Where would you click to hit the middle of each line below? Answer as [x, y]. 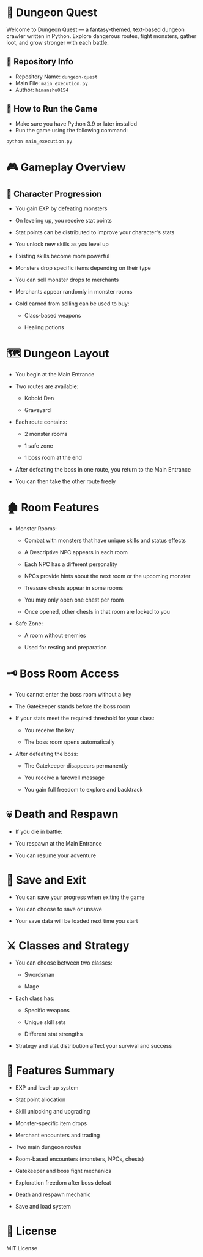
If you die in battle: [39, 832]
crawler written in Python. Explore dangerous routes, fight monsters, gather [102, 36]
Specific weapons [47, 1011]
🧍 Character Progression [54, 194]
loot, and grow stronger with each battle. [57, 42]
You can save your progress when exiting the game [80, 897]
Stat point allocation [40, 1099]
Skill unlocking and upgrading [53, 1111]
